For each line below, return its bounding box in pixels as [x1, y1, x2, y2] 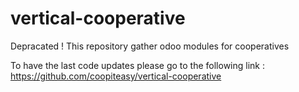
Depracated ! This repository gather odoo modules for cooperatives [10, 40, 290, 52]
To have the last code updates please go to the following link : [10, 59, 266, 71]
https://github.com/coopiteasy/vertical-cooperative [10, 70, 222, 82]
